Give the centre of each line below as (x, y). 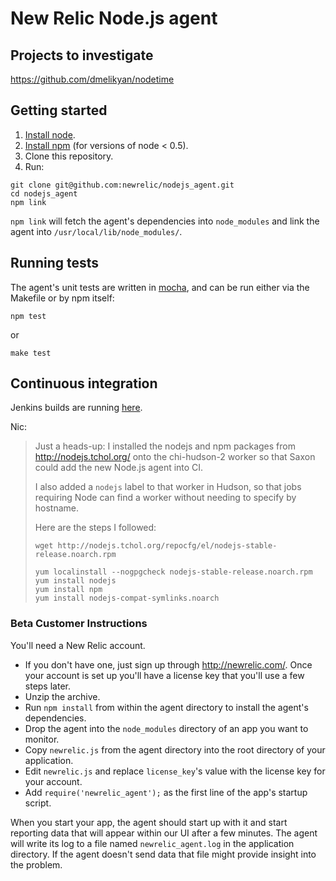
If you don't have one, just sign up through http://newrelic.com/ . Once (168, 664)
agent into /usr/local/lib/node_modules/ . (96, 231)
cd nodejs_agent (44, 193)
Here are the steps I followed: (95, 528)
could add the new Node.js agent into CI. (119, 468)
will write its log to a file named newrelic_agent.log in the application (152, 843)
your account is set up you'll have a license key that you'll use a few (164, 675)
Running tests (55, 263)
